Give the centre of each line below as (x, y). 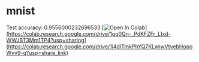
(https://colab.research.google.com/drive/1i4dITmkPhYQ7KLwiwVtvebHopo (99, 46)
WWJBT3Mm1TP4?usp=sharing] (46, 40)
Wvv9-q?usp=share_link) (37, 52)
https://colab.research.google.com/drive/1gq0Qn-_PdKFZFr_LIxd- (89, 33)
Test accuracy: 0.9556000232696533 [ (55, 27)
